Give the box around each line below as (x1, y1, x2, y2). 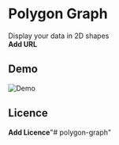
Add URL (8, 39, 38, 48)
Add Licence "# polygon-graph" (8, 128, 112, 137)
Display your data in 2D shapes (8, 31, 110, 40)
